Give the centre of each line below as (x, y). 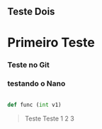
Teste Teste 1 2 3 (49, 118)
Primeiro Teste (51, 42)
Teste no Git (28, 65)
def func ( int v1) (34, 105)
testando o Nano (36, 83)
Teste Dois (31, 12)
